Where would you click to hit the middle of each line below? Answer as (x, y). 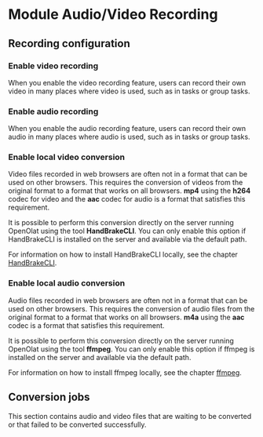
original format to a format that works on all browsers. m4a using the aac (126, 317)
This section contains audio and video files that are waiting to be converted (130, 416)
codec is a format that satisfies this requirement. (86, 325)
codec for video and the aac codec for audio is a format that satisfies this (127, 199)
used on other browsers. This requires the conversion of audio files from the (131, 308)
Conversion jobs (49, 397)
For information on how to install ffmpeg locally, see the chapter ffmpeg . (125, 372)
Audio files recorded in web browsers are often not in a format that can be (128, 300)
